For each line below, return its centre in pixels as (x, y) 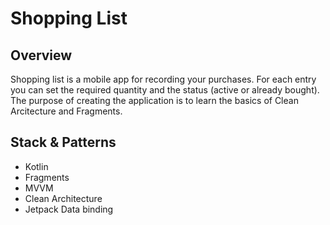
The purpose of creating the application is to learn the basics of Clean (154, 100)
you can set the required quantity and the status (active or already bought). (165, 90)
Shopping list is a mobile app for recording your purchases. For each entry (163, 79)
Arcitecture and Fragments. (66, 111)
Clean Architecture (63, 198)
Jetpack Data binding (69, 209)
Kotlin (36, 166)
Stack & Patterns (63, 142)
